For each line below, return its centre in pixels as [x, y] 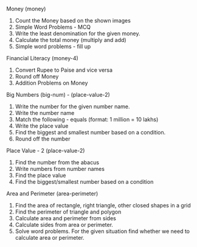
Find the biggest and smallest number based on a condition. [90, 132]
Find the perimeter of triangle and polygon [68, 212]
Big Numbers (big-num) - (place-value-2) [58, 95]
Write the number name [45, 113]
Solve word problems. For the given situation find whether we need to [102, 231]
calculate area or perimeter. [50, 238]
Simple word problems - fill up [53, 46]
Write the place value [42, 126]
